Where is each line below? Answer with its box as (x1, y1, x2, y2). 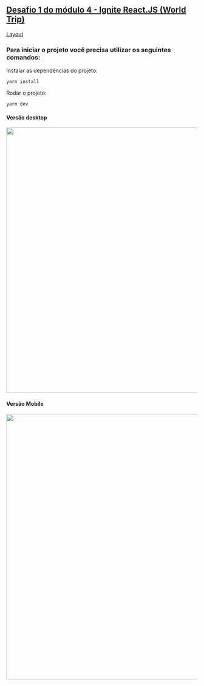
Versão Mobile (6, 400, 44, 407)
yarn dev (6, 101, 29, 107)
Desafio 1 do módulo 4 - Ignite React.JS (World (6, 5, 186, 15)
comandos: (6, 53, 41, 61)
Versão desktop (6, 113, 47, 121)
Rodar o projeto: (6, 89, 47, 96)
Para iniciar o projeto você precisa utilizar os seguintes (6, 45, 171, 54)
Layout (6, 30, 24, 38)
